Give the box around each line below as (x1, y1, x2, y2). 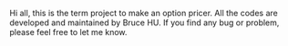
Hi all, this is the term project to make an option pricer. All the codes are (9, 8, 278, 18)
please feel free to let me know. (9, 27, 128, 37)
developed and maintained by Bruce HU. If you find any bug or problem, (9, 17, 280, 28)
